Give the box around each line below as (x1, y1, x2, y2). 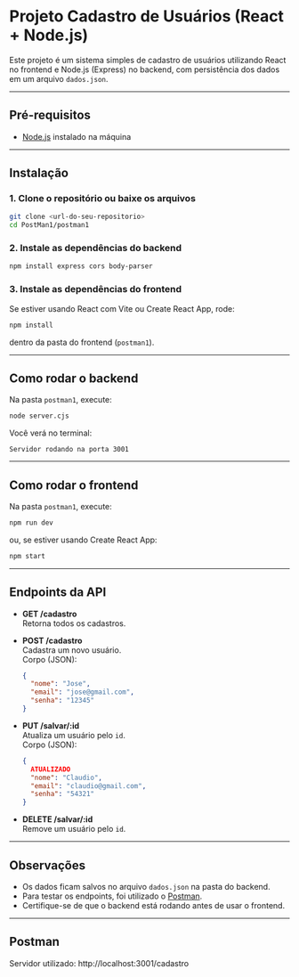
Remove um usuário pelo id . (21, 824, 126, 835)
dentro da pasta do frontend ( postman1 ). (9, 337, 155, 347)
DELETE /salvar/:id (21, 814, 93, 825)
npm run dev (9, 518, 53, 527)
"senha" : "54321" (30, 790, 95, 799)
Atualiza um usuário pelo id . (21, 729, 126, 740)
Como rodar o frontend (9, 477, 139, 493)
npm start (9, 551, 46, 560)
